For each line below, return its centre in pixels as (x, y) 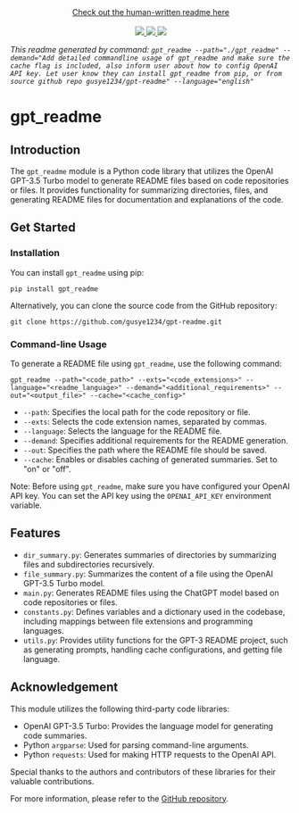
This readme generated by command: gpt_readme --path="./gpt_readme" (145, 50)
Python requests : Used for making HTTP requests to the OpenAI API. (149, 754)
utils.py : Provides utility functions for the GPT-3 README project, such (155, 640)
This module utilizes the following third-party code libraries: (120, 709)
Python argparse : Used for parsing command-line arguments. (136, 745)
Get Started (43, 228)
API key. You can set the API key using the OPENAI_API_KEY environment (141, 495)
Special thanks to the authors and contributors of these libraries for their (143, 772)
